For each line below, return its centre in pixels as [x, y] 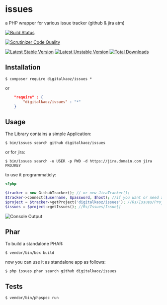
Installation [23, 67]
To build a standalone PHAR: [34, 244]
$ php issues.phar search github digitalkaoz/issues [61, 271]
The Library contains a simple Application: [48, 134]
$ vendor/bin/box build [30, 253]
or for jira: [15, 152]
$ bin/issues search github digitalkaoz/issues [55, 143]
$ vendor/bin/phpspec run [32, 298]
